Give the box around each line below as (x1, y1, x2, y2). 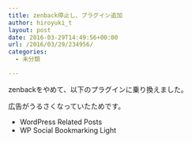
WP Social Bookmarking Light (19, 125, 117, 134)
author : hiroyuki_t (8, 19, 73, 27)
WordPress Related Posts (19, 117, 103, 126)
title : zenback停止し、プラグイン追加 (8, 11, 123, 20)
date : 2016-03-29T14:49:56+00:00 (8, 33, 119, 42)
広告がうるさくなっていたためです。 (8, 101, 125, 111)
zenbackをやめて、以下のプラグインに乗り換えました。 (8, 84, 188, 94)
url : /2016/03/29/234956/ (8, 41, 93, 49)
